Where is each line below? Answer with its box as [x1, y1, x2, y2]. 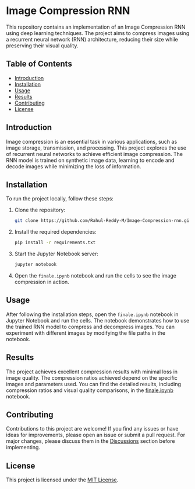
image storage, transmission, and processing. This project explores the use [6, 144, 187, 151]
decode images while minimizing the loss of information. [6, 162, 141, 170]
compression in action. [14, 279, 70, 285]
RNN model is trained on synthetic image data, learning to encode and [6, 157, 175, 164]
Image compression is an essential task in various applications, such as [6, 138, 178, 145]
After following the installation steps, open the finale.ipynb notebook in [6, 311, 179, 318]
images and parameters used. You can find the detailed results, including [6, 380, 182, 387]
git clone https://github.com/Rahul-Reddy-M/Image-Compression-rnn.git [14, 218, 192, 224]
